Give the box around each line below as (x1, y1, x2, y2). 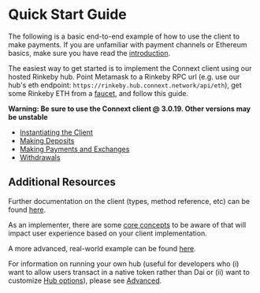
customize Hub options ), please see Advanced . (8, 276, 162, 285)
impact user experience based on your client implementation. (8, 228, 207, 238)
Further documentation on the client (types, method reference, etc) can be (8, 196, 251, 206)
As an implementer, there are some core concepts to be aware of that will (8, 220, 247, 229)
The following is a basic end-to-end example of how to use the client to (8, 32, 240, 41)
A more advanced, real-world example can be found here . (8, 243, 197, 253)
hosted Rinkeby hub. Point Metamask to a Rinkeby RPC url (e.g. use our (8, 72, 240, 81)
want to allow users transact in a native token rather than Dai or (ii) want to (8, 267, 251, 276)
